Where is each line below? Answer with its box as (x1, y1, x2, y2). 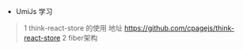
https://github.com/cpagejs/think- (123, 23, 235, 33)
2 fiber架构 (62, 34, 98, 42)
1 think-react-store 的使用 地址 (23, 23, 123, 33)
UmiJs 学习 (15, 7, 53, 16)
